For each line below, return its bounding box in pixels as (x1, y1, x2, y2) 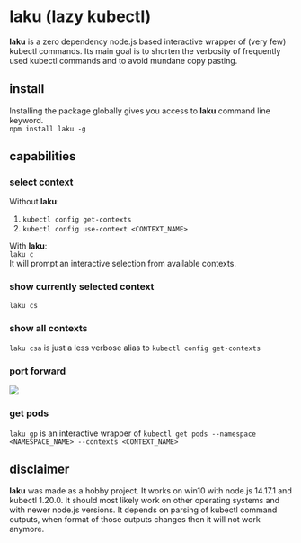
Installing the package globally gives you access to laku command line (9, 105, 271, 116)
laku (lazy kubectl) (9, 6, 152, 27)
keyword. (9, 114, 44, 125)
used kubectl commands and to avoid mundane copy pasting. (9, 55, 238, 66)
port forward (9, 365, 66, 377)
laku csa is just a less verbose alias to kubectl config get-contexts (9, 342, 261, 353)
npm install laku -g (9, 124, 87, 133)
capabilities (9, 149, 76, 164)
